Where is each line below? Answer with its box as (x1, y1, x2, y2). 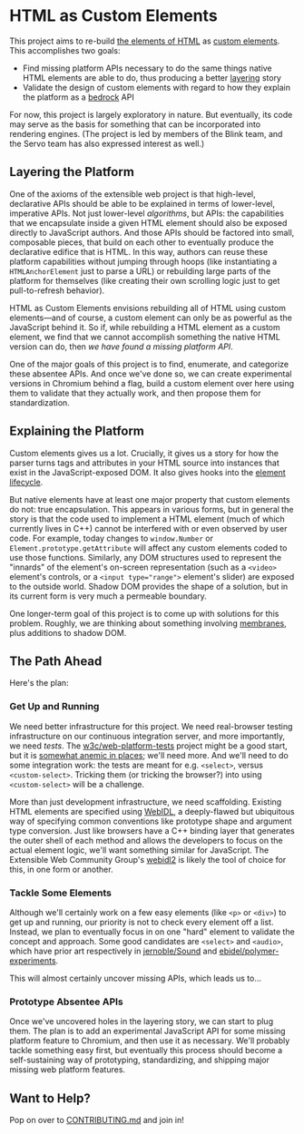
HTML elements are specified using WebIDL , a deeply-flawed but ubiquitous (9, 806, 295, 816)
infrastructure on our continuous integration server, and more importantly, (9, 730, 286, 741)
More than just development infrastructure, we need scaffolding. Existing (9, 796, 282, 807)
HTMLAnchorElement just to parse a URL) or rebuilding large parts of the (9, 265, 271, 277)
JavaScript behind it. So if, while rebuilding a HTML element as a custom (9, 321, 280, 332)
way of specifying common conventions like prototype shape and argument (9, 816, 292, 826)
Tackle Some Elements (9, 886, 112, 899)
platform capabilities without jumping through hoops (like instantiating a (9, 256, 278, 267)
